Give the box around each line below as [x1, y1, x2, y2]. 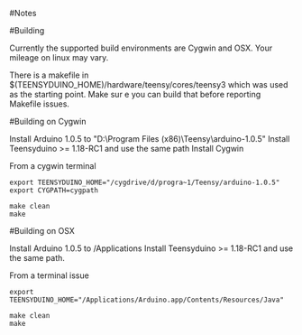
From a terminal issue [9, 270, 90, 281]
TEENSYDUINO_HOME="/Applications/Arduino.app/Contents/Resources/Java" [9, 295, 284, 304]
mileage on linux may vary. [9, 52, 109, 62]
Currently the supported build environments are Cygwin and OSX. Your [9, 42, 273, 53]
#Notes [9, 8, 37, 18]
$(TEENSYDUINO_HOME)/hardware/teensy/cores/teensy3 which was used [9, 79, 288, 89]
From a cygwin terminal [9, 161, 96, 171]
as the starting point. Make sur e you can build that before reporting [9, 89, 261, 99]
